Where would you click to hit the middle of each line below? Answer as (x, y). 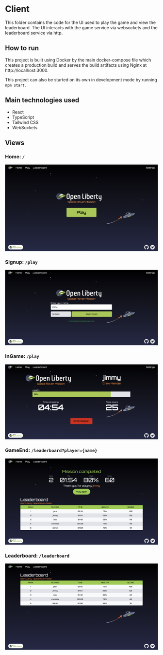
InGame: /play (22, 356)
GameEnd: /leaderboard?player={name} (51, 450)
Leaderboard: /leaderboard (37, 556)
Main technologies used (42, 100)
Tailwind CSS (25, 122)
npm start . (16, 85)
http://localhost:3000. (27, 70)
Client (17, 9)
